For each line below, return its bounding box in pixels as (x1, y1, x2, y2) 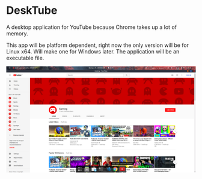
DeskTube (6, 4, 58, 17)
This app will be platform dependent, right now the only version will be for (6, 41, 189, 49)
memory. (6, 29, 28, 37)
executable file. (6, 54, 44, 61)
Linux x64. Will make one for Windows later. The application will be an (6, 47, 180, 55)
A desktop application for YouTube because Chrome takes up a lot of (6, 23, 177, 31)
